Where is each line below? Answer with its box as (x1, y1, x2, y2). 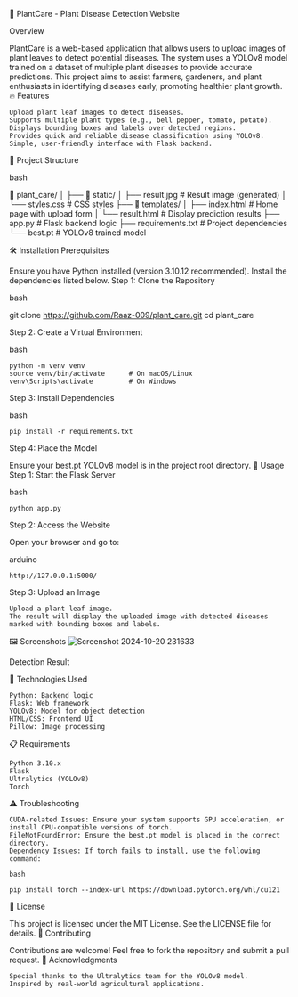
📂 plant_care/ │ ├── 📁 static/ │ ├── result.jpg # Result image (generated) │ (9, 190, 287, 200)
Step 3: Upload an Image (9, 587, 101, 597)
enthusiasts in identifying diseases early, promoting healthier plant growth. (9, 81, 283, 91)
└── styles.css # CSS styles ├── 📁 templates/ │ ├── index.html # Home (9, 199, 278, 209)
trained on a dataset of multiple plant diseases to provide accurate (9, 62, 253, 72)
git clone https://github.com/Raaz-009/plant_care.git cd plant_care (9, 310, 254, 320)
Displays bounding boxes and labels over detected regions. (9, 124, 238, 133)
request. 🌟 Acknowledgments (9, 954, 117, 965)
